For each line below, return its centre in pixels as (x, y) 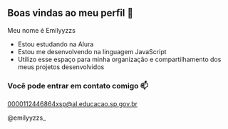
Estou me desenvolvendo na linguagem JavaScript (92, 51)
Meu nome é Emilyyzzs (42, 30)
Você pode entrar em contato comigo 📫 (78, 86)
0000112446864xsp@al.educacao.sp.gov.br (72, 104)
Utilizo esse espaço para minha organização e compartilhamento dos (119, 59)
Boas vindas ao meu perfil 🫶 (71, 13)
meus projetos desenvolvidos (61, 67)
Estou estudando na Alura (56, 44)
